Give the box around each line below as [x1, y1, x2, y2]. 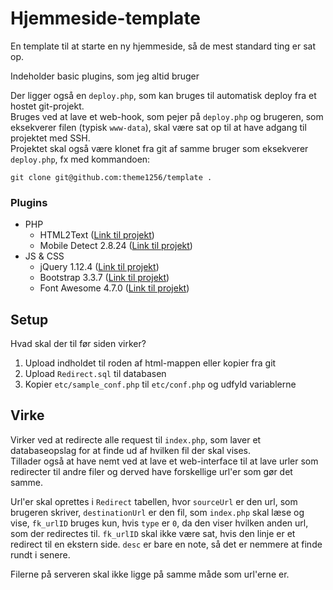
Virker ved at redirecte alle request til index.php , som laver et [10, 433, 262, 446]
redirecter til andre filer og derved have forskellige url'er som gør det [10, 465, 293, 477]
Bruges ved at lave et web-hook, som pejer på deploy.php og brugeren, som [10, 110, 324, 122]
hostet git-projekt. [10, 100, 85, 112]
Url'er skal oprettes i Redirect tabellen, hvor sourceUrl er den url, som [10, 495, 298, 507]
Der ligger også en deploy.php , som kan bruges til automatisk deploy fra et [10, 89, 317, 101]
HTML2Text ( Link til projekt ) [39, 229, 155, 241]
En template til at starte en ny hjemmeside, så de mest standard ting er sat [10, 40, 317, 52]
